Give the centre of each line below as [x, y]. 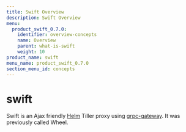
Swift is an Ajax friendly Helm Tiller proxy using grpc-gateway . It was [93, 116]
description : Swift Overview [43, 18]
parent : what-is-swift [46, 46]
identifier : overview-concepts [57, 35]
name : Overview [37, 40]
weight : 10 [31, 52]
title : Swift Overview [35, 12]
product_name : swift [33, 57]
